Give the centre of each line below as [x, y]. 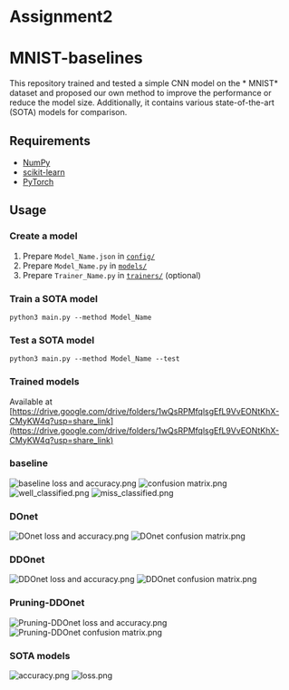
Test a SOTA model [52, 340]
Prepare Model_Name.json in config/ [89, 256]
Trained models [44, 382]
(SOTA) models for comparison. [68, 112]
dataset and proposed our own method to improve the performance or [140, 93]
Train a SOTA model [53, 298]
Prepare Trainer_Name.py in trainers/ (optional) [111, 275]
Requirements [50, 141]
